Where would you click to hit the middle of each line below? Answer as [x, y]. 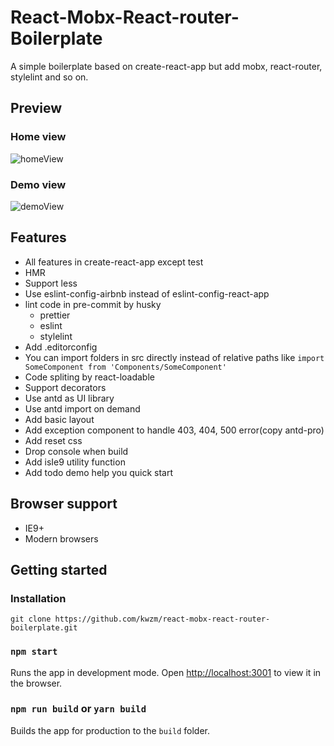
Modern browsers [61, 538]
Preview [36, 108]
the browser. [36, 683]
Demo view [38, 184]
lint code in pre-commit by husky [93, 304]
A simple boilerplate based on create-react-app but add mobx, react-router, [166, 66]
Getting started [59, 569]
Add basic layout [59, 419]
